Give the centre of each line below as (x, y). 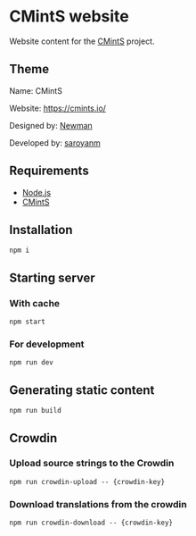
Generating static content (82, 390)
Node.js (37, 192)
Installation (41, 230)
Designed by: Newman (51, 125)
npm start (28, 322)
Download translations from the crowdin (98, 504)
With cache (35, 303)
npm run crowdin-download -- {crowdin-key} (91, 523)
